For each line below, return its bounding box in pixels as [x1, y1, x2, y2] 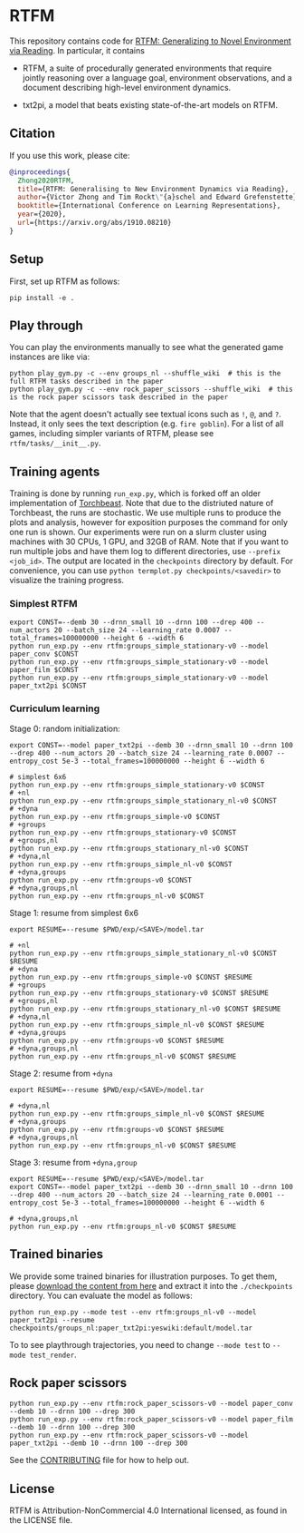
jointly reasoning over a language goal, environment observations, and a [22, 72, 292, 83]
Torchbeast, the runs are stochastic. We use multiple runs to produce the [9, 507, 282, 518]
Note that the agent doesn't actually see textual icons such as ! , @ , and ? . [9, 409, 282, 420]
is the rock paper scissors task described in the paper [9, 393, 229, 402]
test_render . [29, 1349, 77, 1360]
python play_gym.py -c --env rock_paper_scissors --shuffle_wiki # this [9, 385, 294, 395]
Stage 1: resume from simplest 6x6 [9, 907, 138, 918]
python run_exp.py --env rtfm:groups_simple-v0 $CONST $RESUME [9, 972, 253, 981]
